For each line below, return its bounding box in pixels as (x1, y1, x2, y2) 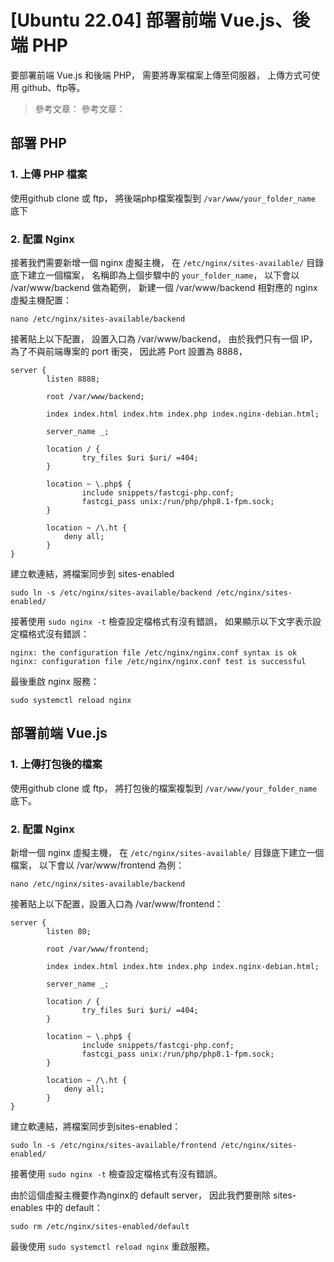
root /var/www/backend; (46, 391, 145, 401)
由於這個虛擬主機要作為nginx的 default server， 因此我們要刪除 (10, 1189, 272, 1201)
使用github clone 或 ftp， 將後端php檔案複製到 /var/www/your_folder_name (10, 192, 316, 204)
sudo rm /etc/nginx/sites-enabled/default (10, 1221, 190, 1231)
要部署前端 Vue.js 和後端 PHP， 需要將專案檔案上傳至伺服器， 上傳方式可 (10, 69, 312, 81)
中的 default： (44, 1201, 103, 1213)
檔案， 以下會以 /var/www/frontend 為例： (10, 859, 185, 871)
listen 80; (46, 926, 92, 936)
